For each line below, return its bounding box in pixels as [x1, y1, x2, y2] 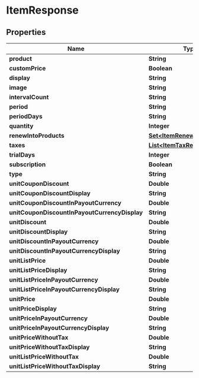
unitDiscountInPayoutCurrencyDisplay [9, 247, 120, 255]
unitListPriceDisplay [9, 266, 68, 274]
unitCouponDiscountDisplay [9, 189, 91, 197]
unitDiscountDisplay [9, 228, 68, 235]
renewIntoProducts [9, 131, 65, 140]
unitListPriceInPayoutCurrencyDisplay [9, 285, 120, 293]
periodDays [9, 112, 43, 120]
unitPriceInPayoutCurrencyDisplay [9, 324, 110, 332]
